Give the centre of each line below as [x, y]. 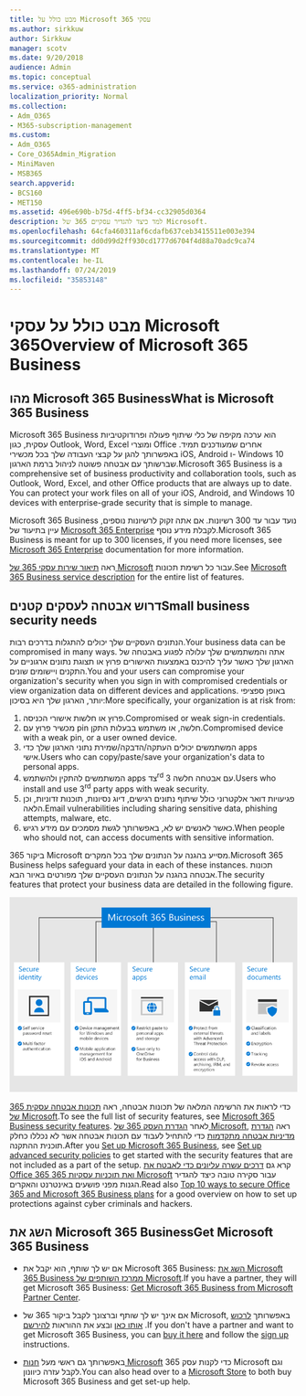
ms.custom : [30, 135]
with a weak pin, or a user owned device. [100, 738]
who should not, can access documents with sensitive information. [148, 837]
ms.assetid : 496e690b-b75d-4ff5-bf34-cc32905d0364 [108, 212]
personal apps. [51, 767]
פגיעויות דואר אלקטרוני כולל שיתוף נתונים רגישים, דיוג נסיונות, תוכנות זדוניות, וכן [158, 799]
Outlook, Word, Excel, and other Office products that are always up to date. [151, 484]
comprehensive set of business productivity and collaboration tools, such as [153, 474]
